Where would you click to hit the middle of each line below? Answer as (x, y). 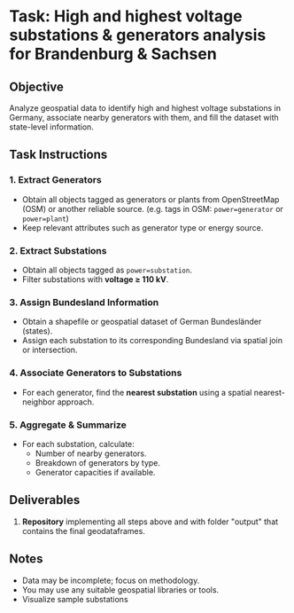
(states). (37, 331)
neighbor (39, 402)
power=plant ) (45, 218)
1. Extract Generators (55, 180)
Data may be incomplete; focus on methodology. (111, 580)
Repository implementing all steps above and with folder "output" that (150, 522)
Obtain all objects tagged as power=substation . (107, 270)
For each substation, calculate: (78, 444)
